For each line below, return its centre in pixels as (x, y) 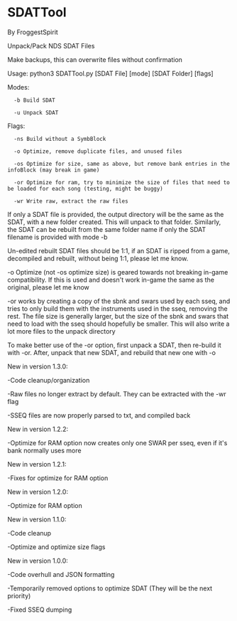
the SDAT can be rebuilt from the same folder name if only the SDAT (107, 229)
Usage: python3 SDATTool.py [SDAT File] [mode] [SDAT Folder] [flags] (111, 73)
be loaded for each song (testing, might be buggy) (85, 189)
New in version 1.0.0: (38, 561)
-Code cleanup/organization (49, 380)
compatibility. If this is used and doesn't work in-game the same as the (111, 280)
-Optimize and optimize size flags (56, 547)
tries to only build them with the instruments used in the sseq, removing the (118, 308)
